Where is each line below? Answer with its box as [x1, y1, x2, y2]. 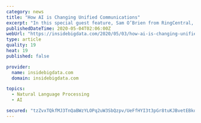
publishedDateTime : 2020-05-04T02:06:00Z [6, 25, 111, 32]
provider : [6, 64, 31, 70]
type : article [6, 36, 42, 42]
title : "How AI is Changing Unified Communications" [6, 14, 141, 20]
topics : [6, 86, 26, 92]
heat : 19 [6, 48, 28, 54]
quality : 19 [6, 42, 36, 48]
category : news [6, 8, 44, 15]
